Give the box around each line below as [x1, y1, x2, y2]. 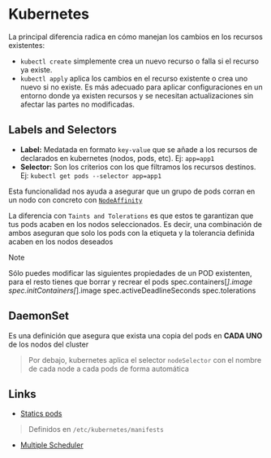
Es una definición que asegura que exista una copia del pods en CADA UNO [8, 330, 263, 340]
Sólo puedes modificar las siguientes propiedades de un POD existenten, [8, 268, 253, 277]
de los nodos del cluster [8, 339, 89, 349]
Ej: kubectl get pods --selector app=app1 [19, 170, 162, 180]
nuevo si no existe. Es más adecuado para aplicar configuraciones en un [19, 82, 263, 92]
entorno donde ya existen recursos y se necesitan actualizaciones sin [19, 90, 254, 100]
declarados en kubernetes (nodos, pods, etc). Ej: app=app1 [19, 153, 215, 163]
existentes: [8, 40, 45, 50]
